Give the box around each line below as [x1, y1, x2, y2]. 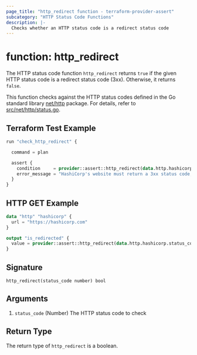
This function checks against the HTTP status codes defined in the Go [6, 93, 176, 101]
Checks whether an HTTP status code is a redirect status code [11, 25, 169, 31]
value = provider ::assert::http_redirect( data [11, 240, 127, 247]
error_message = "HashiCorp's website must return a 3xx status [16, 171, 177, 177]
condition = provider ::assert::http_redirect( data [16, 165, 154, 171]
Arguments [6, 294, 49, 304]
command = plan [11, 149, 49, 155]
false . [6, 82, 21, 89]
